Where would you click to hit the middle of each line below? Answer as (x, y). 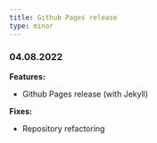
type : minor (31, 26)
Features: (28, 76)
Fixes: (21, 111)
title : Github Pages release (63, 17)
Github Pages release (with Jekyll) (85, 94)
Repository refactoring (63, 128)
